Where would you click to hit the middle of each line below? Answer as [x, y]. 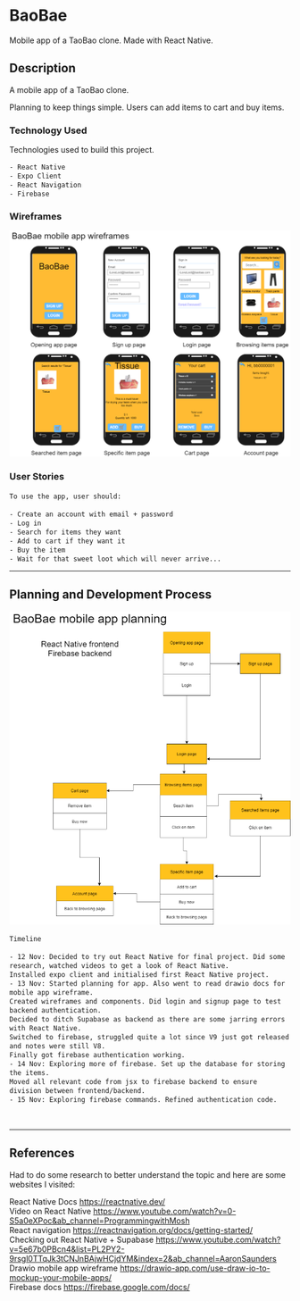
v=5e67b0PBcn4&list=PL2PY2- [67, 1249]
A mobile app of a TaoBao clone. [69, 89]
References [42, 1153]
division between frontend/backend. [77, 1091]
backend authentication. [55, 1011]
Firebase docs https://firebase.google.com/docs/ [100, 1287]
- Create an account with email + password [92, 514]
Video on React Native [50, 1211]
